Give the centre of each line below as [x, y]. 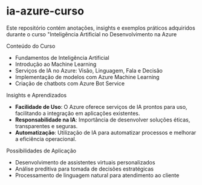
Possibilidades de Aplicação [41, 151]
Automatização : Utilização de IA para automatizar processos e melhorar [106, 132]
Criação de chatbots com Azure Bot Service [70, 83]
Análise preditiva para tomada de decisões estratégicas [84, 169]
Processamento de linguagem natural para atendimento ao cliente [97, 175]
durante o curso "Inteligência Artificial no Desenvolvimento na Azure [92, 34]
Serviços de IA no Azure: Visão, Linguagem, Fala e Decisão [89, 70]
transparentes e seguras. [46, 126]
